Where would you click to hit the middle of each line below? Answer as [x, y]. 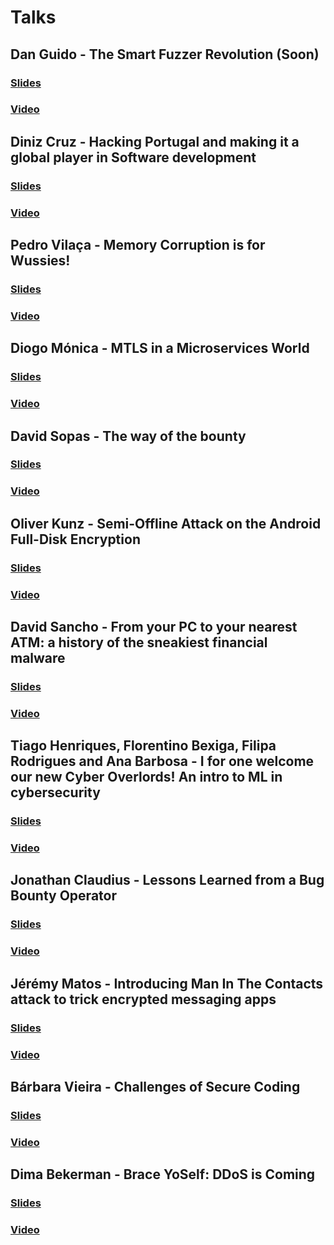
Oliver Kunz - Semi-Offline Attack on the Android [166, 523]
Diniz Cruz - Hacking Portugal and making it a [155, 141]
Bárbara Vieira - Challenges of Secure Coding [155, 1086]
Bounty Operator [63, 896]
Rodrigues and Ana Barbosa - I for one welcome [162, 761]
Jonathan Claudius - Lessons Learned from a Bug [167, 880]
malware [38, 657]
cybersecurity [55, 792]
